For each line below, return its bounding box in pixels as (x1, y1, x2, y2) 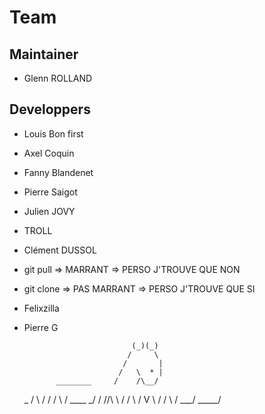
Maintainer (9, 46, 79, 63)
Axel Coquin (23, 147, 75, 159)
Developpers (9, 101, 91, 118)
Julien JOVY (23, 205, 76, 217)
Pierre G (23, 321, 59, 333)
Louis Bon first (23, 127, 84, 140)
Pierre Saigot (23, 186, 78, 198)
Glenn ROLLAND (23, 72, 93, 84)
